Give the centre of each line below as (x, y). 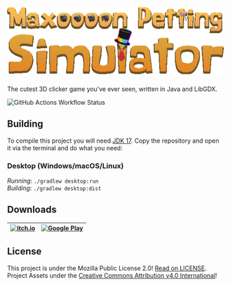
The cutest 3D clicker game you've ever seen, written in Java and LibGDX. (112, 89)
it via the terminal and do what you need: (65, 147)
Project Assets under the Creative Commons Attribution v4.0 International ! (112, 275)
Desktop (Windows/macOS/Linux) (65, 165)
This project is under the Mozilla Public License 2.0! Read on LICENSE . (107, 268)
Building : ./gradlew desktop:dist (54, 188)
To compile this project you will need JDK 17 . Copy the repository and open (113, 141)
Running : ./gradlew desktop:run (53, 181)
